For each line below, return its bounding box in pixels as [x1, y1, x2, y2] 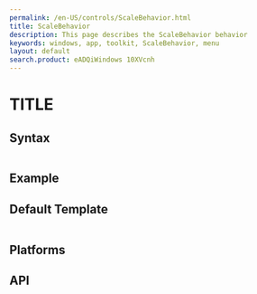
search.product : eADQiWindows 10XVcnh [9, 55, 155, 64]
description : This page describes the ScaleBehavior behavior [9, 30, 248, 39]
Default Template [9, 201, 108, 217]
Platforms [9, 242, 66, 258]
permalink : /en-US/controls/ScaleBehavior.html [9, 13, 192, 23]
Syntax [9, 130, 50, 146]
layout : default [9, 47, 70, 56]
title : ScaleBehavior [9, 22, 91, 31]
